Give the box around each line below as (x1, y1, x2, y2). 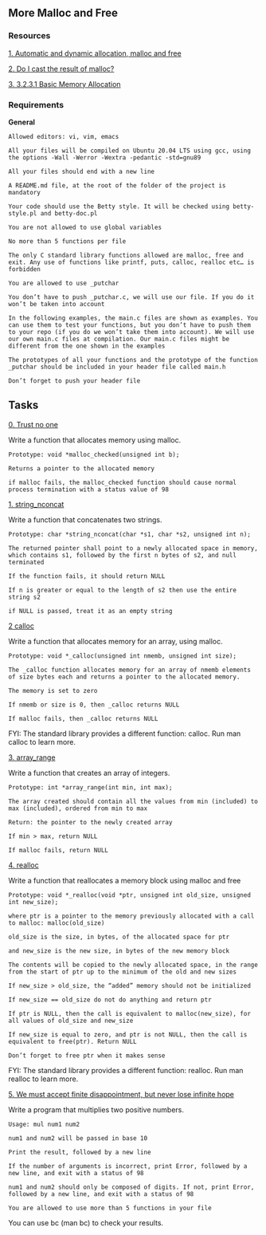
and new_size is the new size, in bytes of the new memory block (8, 946, 229, 955)
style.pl (8, 209, 37, 218)
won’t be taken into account (8, 300, 105, 308)
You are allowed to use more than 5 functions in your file (8, 1204, 213, 1212)
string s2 (8, 593, 41, 601)
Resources (8, 30, 51, 41)
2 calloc (8, 621, 34, 631)
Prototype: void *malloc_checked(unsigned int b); (8, 450, 180, 458)
